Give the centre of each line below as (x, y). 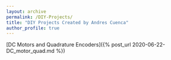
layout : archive (26, 11)
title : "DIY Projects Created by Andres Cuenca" (67, 22)
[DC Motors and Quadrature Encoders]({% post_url (69, 45)
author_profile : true (33, 28)
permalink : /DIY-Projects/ (39, 17)
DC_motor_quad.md (30, 51)
